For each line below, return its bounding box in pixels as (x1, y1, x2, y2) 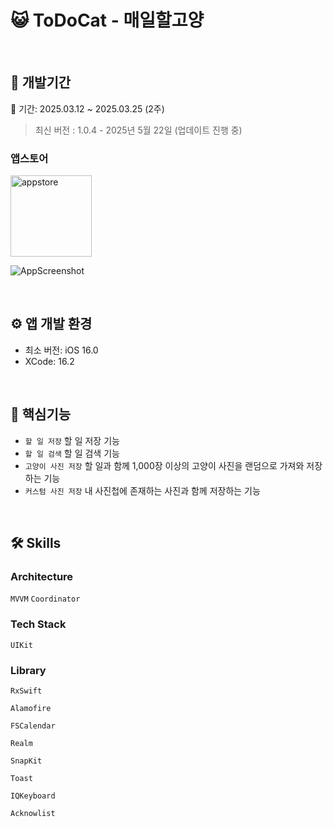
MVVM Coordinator (10, 594, 81, 605)
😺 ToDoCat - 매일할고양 (10, 9, 205, 32)
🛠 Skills (10, 535, 62, 552)
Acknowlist (10, 808, 56, 818)
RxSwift (10, 686, 43, 696)
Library (10, 663, 47, 677)
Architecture (10, 569, 74, 583)
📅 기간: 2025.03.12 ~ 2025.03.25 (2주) (10, 102, 165, 115)
